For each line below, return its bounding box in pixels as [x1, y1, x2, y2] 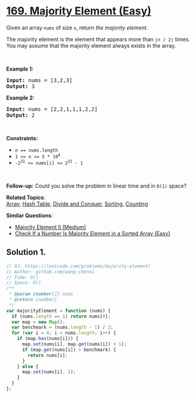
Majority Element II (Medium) [14, 223, 87, 230]
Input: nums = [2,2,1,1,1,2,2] [6, 106, 98, 112]
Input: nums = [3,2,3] [6, 77, 73, 83]
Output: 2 [6, 112, 35, 118]
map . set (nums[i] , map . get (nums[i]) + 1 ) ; [22, 341, 127, 347]
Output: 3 [6, 83, 35, 89]
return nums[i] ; [27, 352, 68, 358]
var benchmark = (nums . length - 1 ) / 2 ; [11, 324, 114, 330]
